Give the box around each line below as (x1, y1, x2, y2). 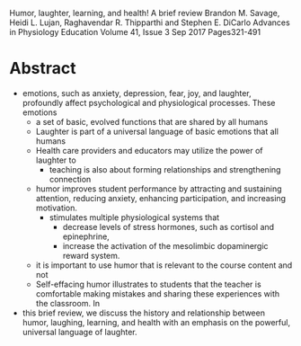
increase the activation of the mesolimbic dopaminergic (62, 240, 269, 251)
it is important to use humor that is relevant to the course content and (35, 260, 293, 271)
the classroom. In (35, 297, 101, 308)
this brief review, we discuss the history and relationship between (22, 307, 265, 318)
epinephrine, (62, 231, 110, 242)
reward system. (62, 250, 120, 261)
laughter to (35, 155, 76, 165)
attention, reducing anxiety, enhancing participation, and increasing (35, 192, 286, 203)
